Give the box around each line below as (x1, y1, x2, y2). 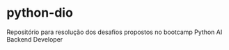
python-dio (6, 5, 74, 21)
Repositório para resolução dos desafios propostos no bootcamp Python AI (6, 28, 223, 36)
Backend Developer (6, 35, 63, 43)
